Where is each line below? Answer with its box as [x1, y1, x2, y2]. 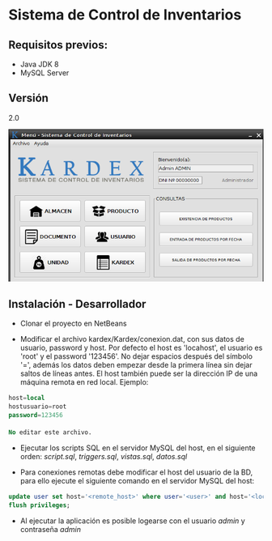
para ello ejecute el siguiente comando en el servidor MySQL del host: [19, 475, 255, 485]
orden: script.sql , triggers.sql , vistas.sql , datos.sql [19, 451, 188, 461]
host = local [8, 394, 45, 403]
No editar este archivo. [8, 428, 92, 437]
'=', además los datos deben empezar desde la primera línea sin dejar [19, 360, 253, 370]
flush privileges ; [8, 501, 70, 509]
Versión [8, 92, 49, 105]
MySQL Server [19, 68, 70, 78]
